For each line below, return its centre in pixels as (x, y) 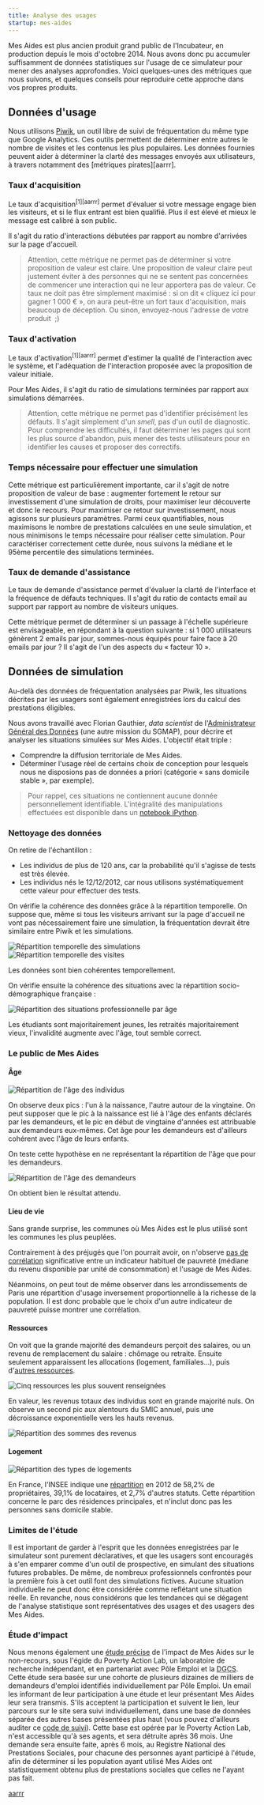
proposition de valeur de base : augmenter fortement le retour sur (115, 493)
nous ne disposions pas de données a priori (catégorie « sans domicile (134, 772)
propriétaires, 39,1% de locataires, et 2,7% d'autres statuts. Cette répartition (132, 1493)
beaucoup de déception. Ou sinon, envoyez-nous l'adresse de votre (138, 310)
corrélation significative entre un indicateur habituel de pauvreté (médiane (128, 1261)
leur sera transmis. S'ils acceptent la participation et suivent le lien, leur (124, 1703)
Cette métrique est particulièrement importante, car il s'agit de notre (119, 485)
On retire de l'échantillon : (50, 850)
